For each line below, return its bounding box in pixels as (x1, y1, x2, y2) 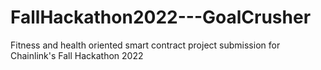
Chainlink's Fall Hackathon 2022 (10, 49, 144, 61)
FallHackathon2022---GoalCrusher (10, 6, 312, 29)
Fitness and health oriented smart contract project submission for (10, 39, 281, 51)
